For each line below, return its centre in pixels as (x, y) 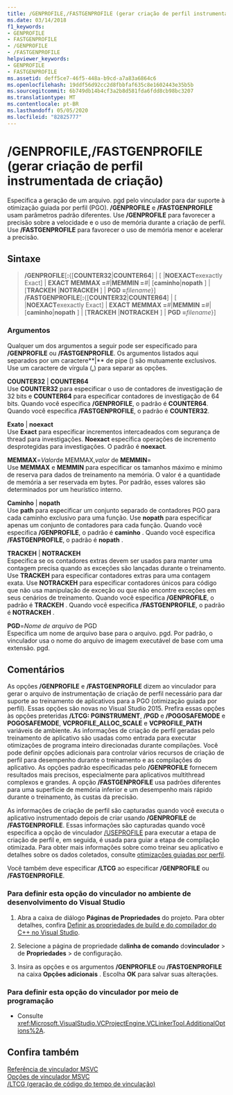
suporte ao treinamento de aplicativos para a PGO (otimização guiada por (112, 701)
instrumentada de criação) (85, 181)
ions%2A (30, 1031)
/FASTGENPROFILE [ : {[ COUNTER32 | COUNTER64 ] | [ (100, 298)
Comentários (36, 670)
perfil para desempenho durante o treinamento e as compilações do (104, 760)
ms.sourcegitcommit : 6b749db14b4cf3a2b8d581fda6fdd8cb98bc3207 (101, 91)
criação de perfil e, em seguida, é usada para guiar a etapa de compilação (113, 840)
